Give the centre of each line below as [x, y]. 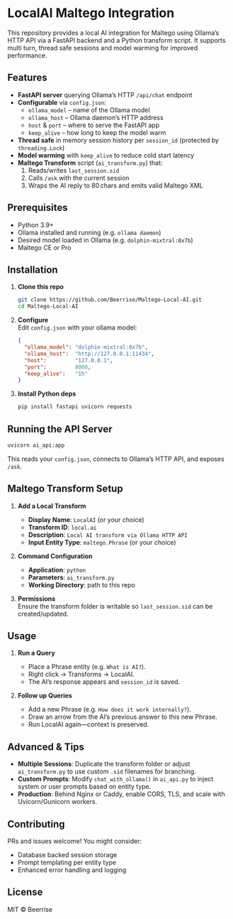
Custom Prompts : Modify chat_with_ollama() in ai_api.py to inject [115, 779]
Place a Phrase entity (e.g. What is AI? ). [87, 667]
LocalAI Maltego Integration [91, 13]
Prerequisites [38, 208]
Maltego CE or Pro [44, 247]
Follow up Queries [45, 696]
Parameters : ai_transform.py [71, 577]
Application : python [57, 570]
